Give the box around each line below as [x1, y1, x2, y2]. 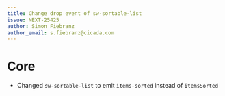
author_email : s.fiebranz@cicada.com [7, 29, 115, 36]
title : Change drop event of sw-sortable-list [7, 10, 142, 17]
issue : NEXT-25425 [7, 16, 59, 23]
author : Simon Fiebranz [7, 23, 75, 29]
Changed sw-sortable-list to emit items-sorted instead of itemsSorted [16, 82, 219, 90]
